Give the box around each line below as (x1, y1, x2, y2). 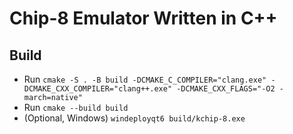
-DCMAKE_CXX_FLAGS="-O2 (176, 84, 276, 94)
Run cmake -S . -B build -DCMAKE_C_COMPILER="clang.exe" (23, 73, 267, 85)
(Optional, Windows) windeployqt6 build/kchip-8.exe (23, 112, 246, 124)
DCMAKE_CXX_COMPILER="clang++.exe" (23, 84, 173, 94)
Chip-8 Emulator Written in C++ (9, 7, 278, 30)
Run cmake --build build (23, 102, 129, 113)
